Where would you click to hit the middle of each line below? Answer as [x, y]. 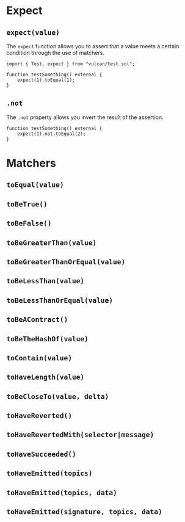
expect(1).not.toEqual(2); [52, 134]
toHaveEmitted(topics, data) [62, 492]
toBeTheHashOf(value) [47, 339]
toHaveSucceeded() [41, 454]
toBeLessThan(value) [45, 281]
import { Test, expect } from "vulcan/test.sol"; [71, 64]
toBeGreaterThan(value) [52, 243]
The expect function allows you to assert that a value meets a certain [93, 46]
